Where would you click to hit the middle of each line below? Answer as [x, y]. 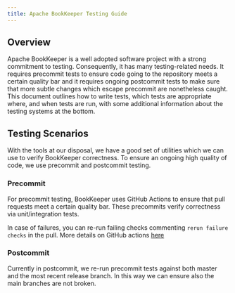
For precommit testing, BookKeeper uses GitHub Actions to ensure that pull [116, 199]
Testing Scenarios [48, 133]
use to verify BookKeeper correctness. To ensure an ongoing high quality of [117, 158]
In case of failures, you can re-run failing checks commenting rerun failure [118, 227]
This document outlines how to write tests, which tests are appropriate [109, 96]
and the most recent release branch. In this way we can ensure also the [111, 275]
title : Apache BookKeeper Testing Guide [68, 14]
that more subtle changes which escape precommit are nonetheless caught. [118, 89]
